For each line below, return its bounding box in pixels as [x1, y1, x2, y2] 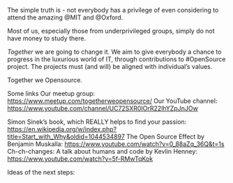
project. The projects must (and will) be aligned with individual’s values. [7, 63, 213, 70]
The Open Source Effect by [126, 132, 204, 141]
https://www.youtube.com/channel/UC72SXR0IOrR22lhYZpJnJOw [7, 104, 199, 112]
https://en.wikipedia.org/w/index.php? [7, 125, 117, 133]
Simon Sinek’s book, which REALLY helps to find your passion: [7, 118, 187, 126]
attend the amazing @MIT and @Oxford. [7, 13, 123, 22]
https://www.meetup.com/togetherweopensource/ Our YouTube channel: [7, 97, 218, 105]
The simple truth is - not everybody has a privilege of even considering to [7, 6, 219, 14]
